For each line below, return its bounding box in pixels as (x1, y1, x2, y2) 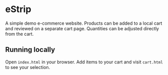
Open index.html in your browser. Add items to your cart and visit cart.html (5, 59, 163, 65)
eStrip (5, 4, 32, 15)
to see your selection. (5, 64, 50, 70)
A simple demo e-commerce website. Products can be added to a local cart (5, 20, 162, 26)
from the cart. (5, 31, 34, 37)
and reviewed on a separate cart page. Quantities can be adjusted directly (5, 25, 159, 31)
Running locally (5, 45, 55, 54)
